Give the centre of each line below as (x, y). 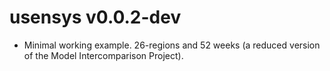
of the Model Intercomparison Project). (103, 55)
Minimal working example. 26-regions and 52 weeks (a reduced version (172, 45)
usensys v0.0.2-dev (95, 17)
